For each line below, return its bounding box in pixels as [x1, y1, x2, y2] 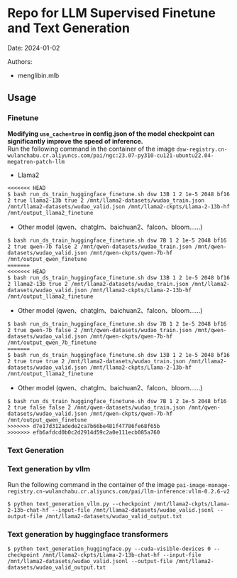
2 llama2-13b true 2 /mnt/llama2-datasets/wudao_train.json [7, 280, 189, 287]
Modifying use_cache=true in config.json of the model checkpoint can [7, 129, 215, 138]
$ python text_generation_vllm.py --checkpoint [7, 500, 151, 508]
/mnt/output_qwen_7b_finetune [7, 339, 97, 346]
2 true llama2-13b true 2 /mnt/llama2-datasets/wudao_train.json [7, 197, 204, 204]
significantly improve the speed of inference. [7, 137, 143, 145]
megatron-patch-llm [7, 158, 65, 165]
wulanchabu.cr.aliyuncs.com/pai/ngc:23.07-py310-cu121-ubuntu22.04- [7, 151, 214, 159]
